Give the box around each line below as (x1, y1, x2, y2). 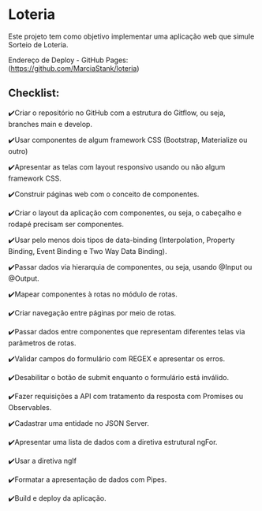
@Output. (8, 274, 39, 283)
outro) (8, 146, 28, 155)
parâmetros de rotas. (8, 338, 77, 348)
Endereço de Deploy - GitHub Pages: (8, 55, 129, 65)
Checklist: (8, 87, 60, 100)
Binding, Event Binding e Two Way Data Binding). (8, 246, 167, 255)
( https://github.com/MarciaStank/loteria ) (8, 63, 140, 73)
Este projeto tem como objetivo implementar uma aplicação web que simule (8, 32, 255, 41)
